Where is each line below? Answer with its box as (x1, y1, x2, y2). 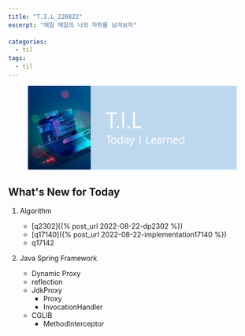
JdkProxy (31, 286, 63, 295)
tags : (8, 54, 26, 62)
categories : (8, 38, 47, 46)
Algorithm (19, 206, 52, 216)
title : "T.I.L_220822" (8, 13, 83, 21)
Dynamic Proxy (31, 269, 81, 278)
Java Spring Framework (19, 253, 98, 263)
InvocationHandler (43, 302, 103, 312)
